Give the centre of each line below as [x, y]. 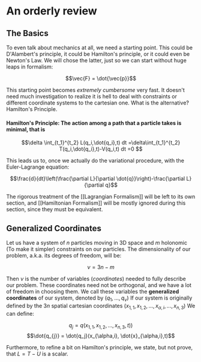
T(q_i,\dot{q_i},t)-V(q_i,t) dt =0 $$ [101, 149]
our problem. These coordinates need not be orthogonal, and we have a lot [99, 285]
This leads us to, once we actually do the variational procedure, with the [95, 161]
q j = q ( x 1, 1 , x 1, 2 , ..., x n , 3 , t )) [101, 326]
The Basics [28, 33]
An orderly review [52, 11]
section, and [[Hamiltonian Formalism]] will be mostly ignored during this [96, 203]
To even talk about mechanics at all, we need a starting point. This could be [100, 47]
